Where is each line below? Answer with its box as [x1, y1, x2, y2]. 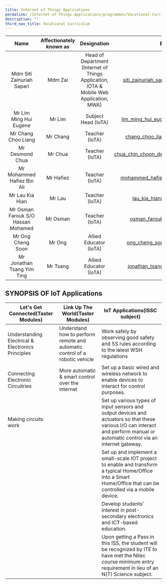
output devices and [101, 410, 147, 417]
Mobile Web [80, 89, 109, 96]
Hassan [12, 219, 31, 226]
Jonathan [10, 260, 33, 267]
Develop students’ [101, 500, 144, 507]
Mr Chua [48, 150, 68, 157]
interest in [101, 507, 125, 514]
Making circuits [7, 416, 44, 423]
